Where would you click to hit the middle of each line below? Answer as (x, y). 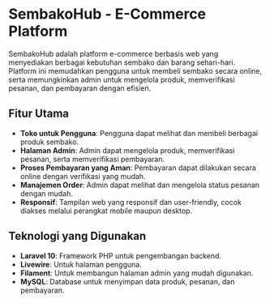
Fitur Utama (39, 114)
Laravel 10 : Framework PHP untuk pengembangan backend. (120, 255)
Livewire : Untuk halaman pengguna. (81, 264)
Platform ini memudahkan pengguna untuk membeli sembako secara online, (135, 70)
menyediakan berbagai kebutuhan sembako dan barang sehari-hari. (122, 62)
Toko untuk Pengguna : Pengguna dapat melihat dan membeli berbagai (139, 133)
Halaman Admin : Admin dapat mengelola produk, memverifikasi (127, 150)
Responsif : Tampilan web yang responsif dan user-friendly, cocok (131, 202)
